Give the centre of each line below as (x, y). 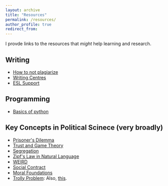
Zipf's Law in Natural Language (46, 156)
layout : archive (23, 10)
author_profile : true (29, 24)
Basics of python (31, 111)
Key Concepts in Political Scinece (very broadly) (84, 128)
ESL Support (26, 83)
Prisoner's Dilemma (33, 140)
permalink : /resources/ (31, 19)
